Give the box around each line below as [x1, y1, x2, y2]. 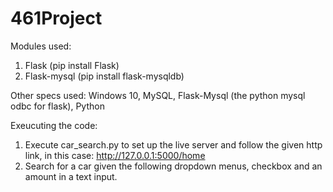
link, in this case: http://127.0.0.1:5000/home [24, 149, 206, 161]
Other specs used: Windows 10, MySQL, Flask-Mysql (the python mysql [10, 89, 306, 101]
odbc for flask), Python [10, 100, 105, 112]
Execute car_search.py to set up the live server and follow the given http [24, 138, 323, 151]
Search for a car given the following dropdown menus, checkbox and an [24, 160, 323, 172]
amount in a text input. [24, 170, 118, 182]
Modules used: [10, 40, 72, 52]
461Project [10, 7, 103, 30]
